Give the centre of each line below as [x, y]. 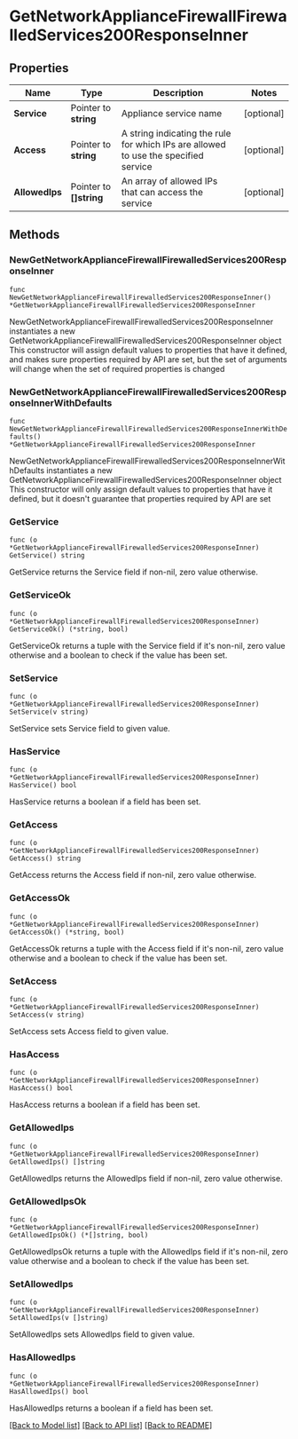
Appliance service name [172, 113]
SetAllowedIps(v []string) [59, 1318]
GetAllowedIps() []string [57, 1162]
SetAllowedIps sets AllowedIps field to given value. [102, 1334]
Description [178, 93]
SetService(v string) [49, 712]
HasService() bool [43, 786]
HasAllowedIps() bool [49, 1391]
